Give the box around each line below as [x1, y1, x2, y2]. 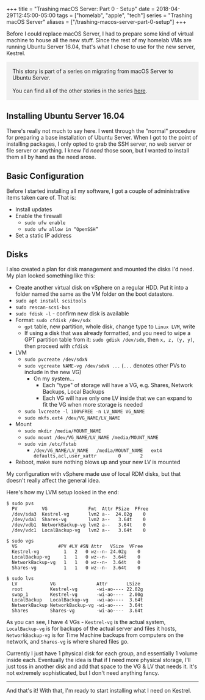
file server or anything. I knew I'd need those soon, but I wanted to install [6, 146, 189, 154]
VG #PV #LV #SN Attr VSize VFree [12, 543, 143, 550]
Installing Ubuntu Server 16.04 [6, 111, 125, 121]
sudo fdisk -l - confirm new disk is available [15, 310, 129, 317]
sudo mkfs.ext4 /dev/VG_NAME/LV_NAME [24, 415, 121, 421]
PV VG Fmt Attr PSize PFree [12, 506, 149, 512]
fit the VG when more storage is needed [42, 401, 143, 408]
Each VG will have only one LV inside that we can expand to [42, 394, 193, 402]
